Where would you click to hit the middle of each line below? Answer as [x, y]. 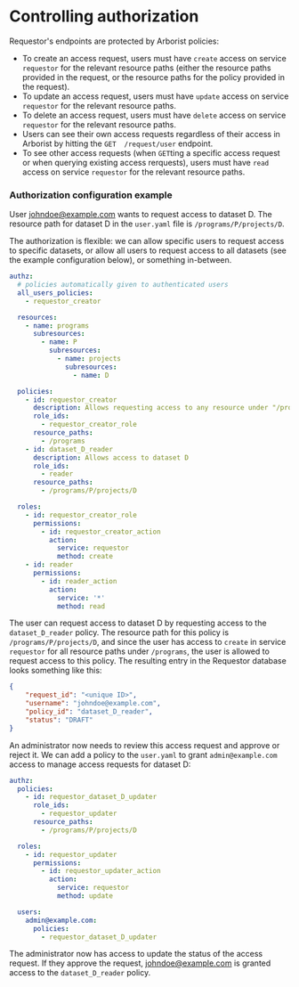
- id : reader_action [79, 581]
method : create [85, 557]
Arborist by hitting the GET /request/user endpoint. [117, 143]
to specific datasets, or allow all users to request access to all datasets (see [148, 250]
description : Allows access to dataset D [111, 457]
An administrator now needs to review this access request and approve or [145, 745]
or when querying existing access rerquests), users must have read [145, 162]
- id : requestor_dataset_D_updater [91, 797]
